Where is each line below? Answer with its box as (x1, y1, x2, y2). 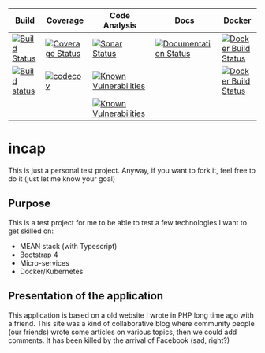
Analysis (103, 20, 137, 31)
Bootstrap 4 (19, 250, 58, 259)
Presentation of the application (8, 289, 164, 303)
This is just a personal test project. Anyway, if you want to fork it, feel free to (8, 165, 256, 175)
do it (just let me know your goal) (8, 173, 116, 184)
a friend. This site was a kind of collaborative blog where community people (8, 318, 255, 328)
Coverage (46, 15, 84, 26)
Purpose (8, 197, 51, 210)
